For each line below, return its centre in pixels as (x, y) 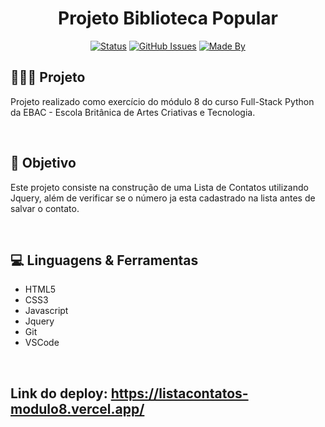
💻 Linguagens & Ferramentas (104, 260)
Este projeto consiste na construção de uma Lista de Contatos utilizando (159, 187)
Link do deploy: (59, 393)
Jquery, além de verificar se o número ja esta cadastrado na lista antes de (163, 198)
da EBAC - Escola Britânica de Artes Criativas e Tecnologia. (133, 112)
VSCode (42, 343)
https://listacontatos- (179, 393)
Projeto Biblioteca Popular (168, 18)
